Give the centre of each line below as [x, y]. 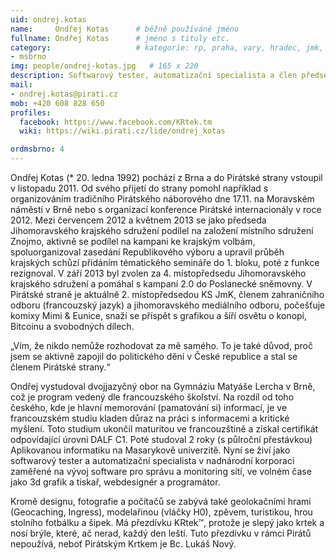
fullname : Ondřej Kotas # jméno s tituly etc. [120, 38]
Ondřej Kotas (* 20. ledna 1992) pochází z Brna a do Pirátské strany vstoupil [166, 177]
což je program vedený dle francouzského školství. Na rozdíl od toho [152, 397]
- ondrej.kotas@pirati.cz [64, 94]
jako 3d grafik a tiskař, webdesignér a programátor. [115, 482]
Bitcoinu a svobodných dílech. [72, 326]
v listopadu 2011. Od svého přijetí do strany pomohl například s [139, 188]
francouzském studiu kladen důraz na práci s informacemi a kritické [150, 418]
